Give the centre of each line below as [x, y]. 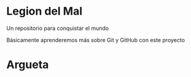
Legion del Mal [45, 11]
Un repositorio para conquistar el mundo [58, 28]
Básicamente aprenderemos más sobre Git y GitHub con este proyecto [96, 40]
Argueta [28, 65]
